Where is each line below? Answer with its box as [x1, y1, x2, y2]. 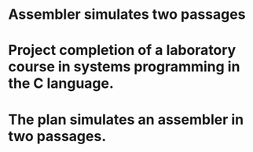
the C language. [8, 74, 114, 92]
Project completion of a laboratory [8, 42, 236, 60]
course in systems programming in [8, 58, 240, 76]
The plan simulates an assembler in [8, 110, 244, 128]
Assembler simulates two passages [8, 5, 246, 24]
